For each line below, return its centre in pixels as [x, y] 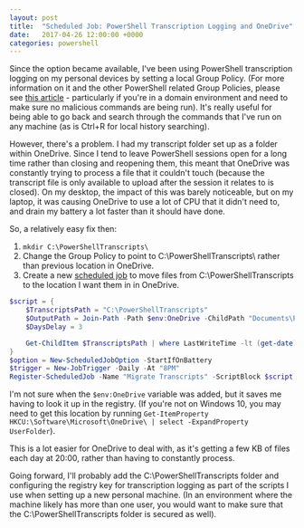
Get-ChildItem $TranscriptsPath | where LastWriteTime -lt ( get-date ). [163, 343]
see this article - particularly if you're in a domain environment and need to [148, 98]
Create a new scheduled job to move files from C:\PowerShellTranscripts [158, 275]
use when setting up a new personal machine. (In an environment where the [151, 495]
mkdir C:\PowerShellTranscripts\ [85, 247]
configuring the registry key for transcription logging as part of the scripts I [149, 485]
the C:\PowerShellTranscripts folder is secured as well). [113, 514]
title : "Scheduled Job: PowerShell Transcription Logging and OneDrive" [152, 26]
